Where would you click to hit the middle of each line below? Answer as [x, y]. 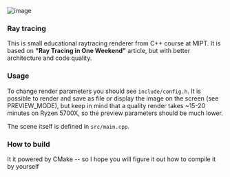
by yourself [23, 166]
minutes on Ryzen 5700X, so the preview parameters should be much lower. [115, 113]
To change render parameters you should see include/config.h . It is [104, 91]
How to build [29, 144]
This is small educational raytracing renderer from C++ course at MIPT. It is [114, 43]
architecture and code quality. [50, 58]
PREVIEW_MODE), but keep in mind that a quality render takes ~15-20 [106, 105]
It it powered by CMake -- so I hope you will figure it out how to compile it [112, 159]
